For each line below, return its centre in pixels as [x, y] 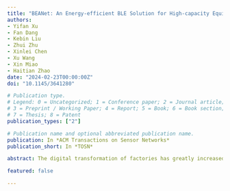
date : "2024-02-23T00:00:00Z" [50, 77]
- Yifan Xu [23, 26]
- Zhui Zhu [23, 45]
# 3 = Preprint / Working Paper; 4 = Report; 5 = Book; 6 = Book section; [116, 109]
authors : [20, 20]
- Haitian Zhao [29, 71]
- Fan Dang [23, 33]
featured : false [30, 171]
